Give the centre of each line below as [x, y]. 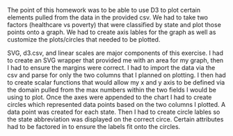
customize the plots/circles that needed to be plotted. [84, 40]
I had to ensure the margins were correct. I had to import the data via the [111, 68]
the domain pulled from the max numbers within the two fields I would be [112, 90]
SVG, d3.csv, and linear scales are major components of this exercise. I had [115, 53]
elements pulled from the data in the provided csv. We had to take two [108, 17]
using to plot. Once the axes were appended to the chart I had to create [110, 97]
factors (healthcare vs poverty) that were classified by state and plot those [114, 25]
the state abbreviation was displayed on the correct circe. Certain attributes [115, 119]
